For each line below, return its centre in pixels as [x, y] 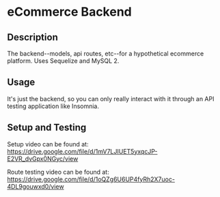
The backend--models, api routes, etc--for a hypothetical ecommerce [106, 53]
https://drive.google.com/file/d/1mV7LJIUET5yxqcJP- [82, 151]
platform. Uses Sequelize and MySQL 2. [63, 61]
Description [32, 37]
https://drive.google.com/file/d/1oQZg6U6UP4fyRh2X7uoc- [91, 179]
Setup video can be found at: [48, 144]
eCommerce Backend [69, 12]
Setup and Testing [47, 128]
